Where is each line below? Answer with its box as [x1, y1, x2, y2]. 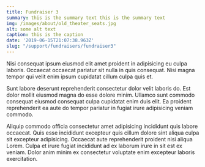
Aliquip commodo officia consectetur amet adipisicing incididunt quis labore [6, 122, 198, 130]
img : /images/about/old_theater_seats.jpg [6, 20, 116, 26]
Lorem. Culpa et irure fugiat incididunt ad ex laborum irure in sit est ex [6, 142, 182, 149]
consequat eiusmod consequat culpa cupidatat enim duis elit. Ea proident [6, 97, 192, 105]
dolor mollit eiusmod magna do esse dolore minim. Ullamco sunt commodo [6, 91, 195, 98]
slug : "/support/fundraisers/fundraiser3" [6, 43, 116, 50]
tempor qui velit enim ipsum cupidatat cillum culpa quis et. [6, 73, 154, 80]
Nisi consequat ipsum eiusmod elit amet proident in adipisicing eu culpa [6, 59, 188, 67]
